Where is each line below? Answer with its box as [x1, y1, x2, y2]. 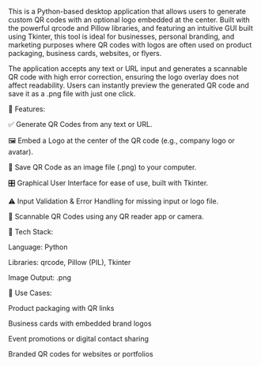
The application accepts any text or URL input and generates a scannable [8, 64, 248, 73]
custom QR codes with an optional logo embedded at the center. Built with [8, 15, 251, 24]
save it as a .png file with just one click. [8, 89, 136, 98]
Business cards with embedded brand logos [8, 319, 152, 328]
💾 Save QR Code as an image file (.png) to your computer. [8, 162, 197, 172]
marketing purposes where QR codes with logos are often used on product [8, 40, 252, 50]
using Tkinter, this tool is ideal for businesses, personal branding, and [8, 32, 235, 41]
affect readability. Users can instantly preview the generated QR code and [8, 80, 249, 90]
